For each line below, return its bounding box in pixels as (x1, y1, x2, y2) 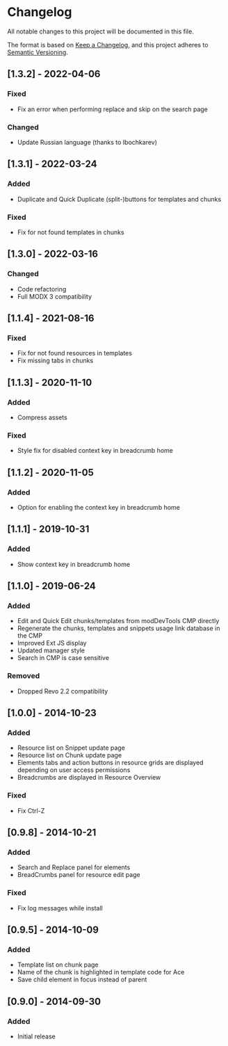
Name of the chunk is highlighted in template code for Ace (17, 968, 185, 976)
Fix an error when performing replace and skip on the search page (17, 105, 209, 113)
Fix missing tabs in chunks (17, 356, 94, 365)
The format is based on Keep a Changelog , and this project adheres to (7, 40, 209, 49)
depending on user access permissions (17, 766, 131, 774)
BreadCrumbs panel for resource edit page (17, 871, 140, 879)
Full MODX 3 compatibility (17, 292, 92, 300)
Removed (7, 671, 40, 681)
